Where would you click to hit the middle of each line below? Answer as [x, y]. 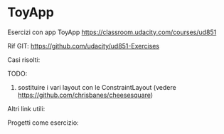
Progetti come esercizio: [43, 123]
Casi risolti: [24, 60]
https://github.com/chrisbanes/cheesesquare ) [85, 95]
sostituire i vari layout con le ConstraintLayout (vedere [97, 87]
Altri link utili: [26, 108]
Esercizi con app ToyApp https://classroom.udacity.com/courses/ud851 [112, 32]
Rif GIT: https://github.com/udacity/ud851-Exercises [84, 46]
